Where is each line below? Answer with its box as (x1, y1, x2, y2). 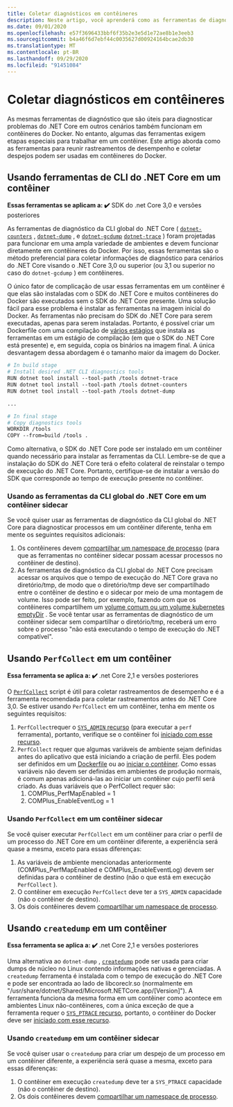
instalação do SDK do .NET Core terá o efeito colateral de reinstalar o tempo (7, 459, 225, 468)
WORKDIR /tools (7, 426, 51, 433)
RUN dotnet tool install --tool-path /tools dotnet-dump (7, 388, 175, 395)
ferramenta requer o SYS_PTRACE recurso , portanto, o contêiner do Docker (7, 1009, 216, 1017)
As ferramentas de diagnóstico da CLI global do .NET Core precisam (17, 566, 214, 574)
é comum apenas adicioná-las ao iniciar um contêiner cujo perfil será (17, 775, 216, 783)
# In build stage (7, 362, 58, 369)
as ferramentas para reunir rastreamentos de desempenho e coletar (7, 144, 202, 153)
